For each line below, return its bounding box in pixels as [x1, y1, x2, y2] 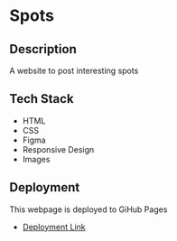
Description [9, 42, 77, 57]
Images [22, 153, 51, 164]
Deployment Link [22, 221, 86, 232]
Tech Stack [9, 91, 74, 107]
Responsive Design [22, 144, 95, 154]
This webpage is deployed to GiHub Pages [9, 204, 168, 215]
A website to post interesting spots [9, 65, 139, 76]
